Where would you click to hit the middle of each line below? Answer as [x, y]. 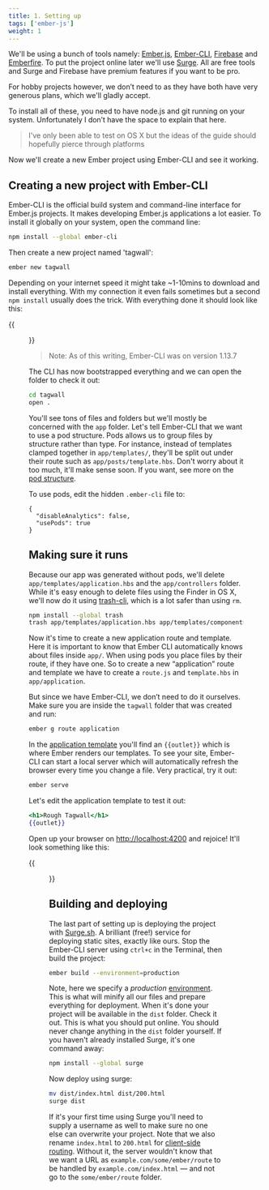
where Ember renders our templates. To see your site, [118, 753]
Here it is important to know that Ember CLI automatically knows [136, 647]
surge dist [67, 1102]
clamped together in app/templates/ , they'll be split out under [131, 452]
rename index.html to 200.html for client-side [125, 1143]
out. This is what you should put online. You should [134, 1023]
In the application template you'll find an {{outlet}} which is [129, 745]
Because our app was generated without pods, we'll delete [127, 574]
